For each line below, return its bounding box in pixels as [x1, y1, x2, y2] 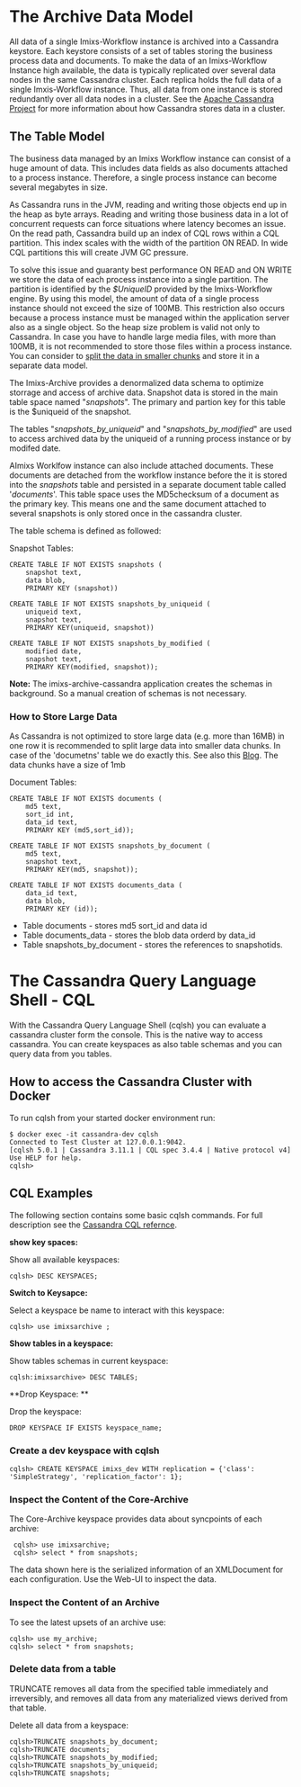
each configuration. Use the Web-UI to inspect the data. [9, 1574, 217, 1585]
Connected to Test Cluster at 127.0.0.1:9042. [9, 1137, 187, 1146]
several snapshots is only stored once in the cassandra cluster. [9, 507, 243, 518]
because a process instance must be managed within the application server [9, 312, 290, 323]
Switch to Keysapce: [9, 1287, 88, 1298]
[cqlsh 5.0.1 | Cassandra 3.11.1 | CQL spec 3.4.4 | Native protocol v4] [9, 1145, 292, 1154]
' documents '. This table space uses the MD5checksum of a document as [9, 489, 279, 499]
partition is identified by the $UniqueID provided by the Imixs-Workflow [9, 283, 273, 294]
